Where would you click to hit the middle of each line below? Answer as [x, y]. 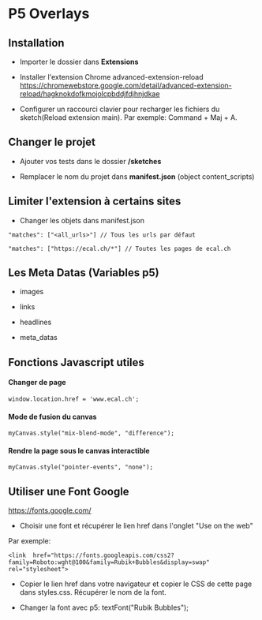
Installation [36, 43]
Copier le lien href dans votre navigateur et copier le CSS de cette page [136, 584]
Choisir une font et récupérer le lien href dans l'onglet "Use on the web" [137, 526]
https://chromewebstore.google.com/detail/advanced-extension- [126, 85]
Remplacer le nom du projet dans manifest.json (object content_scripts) [137, 176]
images [32, 292]
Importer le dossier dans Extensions [79, 62]
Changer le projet [52, 142]
